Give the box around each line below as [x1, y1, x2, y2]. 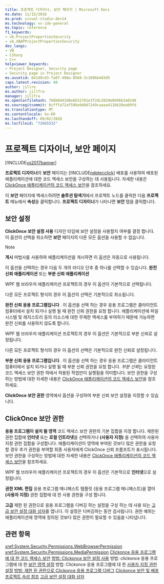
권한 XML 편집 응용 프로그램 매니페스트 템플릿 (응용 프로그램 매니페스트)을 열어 [5, 486, 155, 492]
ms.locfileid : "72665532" [5, 121, 58, 126]
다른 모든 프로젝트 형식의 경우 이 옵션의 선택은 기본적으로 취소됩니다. [5, 292, 135, 297]
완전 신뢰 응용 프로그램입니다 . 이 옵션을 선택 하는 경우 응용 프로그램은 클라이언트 [5, 302, 158, 308]
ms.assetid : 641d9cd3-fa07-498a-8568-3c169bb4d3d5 [5, 75, 110, 80]
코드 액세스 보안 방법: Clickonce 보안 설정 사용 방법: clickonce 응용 [20, 555, 149, 561]
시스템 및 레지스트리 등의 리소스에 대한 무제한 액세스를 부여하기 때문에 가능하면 [5, 314, 155, 320]
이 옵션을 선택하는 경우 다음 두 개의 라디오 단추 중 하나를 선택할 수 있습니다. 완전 [5, 265, 157, 270]
